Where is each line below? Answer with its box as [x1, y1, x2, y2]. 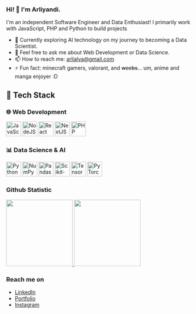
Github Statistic [6, 186, 52, 194]
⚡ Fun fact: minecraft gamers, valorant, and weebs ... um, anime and [14, 64, 180, 71]
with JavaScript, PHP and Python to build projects [6, 25, 128, 32]
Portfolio [14, 295, 36, 302]
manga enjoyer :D [14, 73, 58, 80]
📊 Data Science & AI [6, 146, 66, 154]
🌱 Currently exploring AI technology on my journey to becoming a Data [14, 37, 187, 44]
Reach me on [6, 275, 44, 283]
